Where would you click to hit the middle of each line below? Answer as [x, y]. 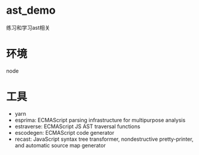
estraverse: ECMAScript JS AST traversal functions [78, 126]
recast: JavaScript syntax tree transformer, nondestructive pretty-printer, [104, 139]
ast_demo [31, 10]
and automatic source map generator [60, 145]
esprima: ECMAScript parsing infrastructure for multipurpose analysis [100, 120]
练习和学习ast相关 [28, 27]
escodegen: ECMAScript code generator [64, 132]
